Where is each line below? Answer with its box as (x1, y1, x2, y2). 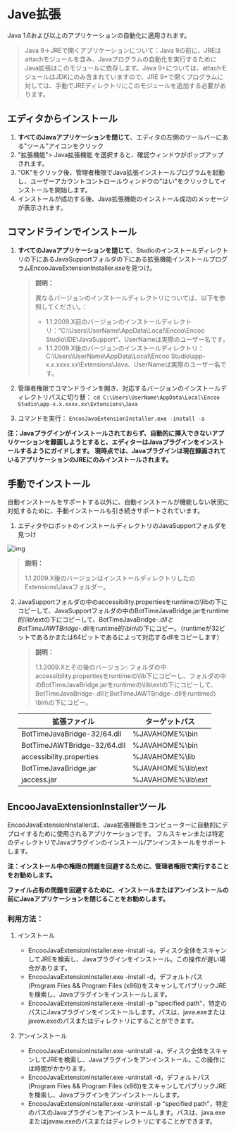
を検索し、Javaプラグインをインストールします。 (27, 990, 171, 999)
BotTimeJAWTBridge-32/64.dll (20, 741, 126, 751)
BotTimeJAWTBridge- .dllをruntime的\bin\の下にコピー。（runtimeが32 (17, 625, 220, 633)
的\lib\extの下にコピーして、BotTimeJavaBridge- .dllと (17, 615, 174, 624)
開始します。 (54, 185, 92, 194)
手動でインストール (7, 477, 91, 490)
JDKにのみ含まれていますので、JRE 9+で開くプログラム (55, 72, 218, 81)
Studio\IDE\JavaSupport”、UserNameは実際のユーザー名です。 (45, 335, 229, 343)
